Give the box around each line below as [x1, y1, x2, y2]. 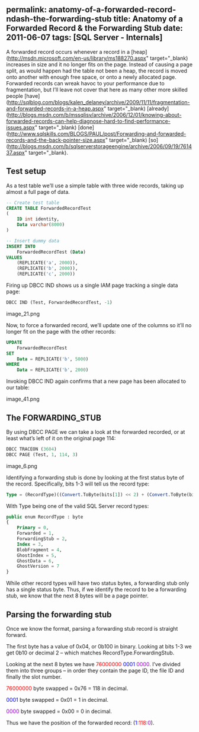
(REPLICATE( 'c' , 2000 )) [17, 271, 76, 277]
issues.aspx [6, 124, 36, 131]
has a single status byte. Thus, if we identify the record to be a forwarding [6, 586, 187, 593]
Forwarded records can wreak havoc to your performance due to [6, 79, 165, 87]
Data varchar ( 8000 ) [17, 222, 65, 228]
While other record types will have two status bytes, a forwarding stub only [6, 580, 190, 587]
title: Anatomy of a [113, 14, 184, 24]
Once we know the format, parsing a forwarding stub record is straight [6, 625, 178, 632]
